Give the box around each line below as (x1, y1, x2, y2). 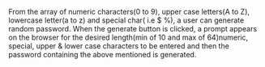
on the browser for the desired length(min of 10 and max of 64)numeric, (8, 32, 249, 42)
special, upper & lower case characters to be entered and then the (8, 41, 229, 51)
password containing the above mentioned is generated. (8, 50, 197, 59)
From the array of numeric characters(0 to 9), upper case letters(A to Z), (8, 7, 250, 16)
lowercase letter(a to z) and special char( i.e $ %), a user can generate (8, 15, 245, 25)
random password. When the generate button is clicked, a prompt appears (8, 24, 258, 33)
